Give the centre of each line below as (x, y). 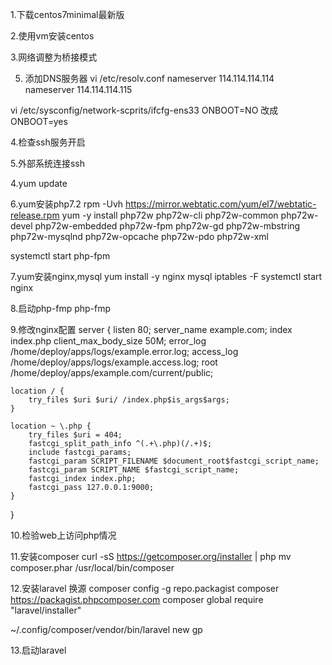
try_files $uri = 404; (75, 435)
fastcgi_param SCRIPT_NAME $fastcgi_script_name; (134, 470)
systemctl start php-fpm (60, 256)
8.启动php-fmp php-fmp (61, 308)
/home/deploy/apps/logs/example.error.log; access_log (124, 351)
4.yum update (39, 183)
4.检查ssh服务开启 (48, 142)
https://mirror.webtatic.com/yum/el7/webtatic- (221, 204)
